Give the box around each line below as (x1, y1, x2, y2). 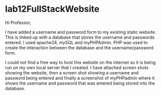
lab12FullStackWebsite (5, 3, 99, 15)
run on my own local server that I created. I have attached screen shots (5, 65, 149, 71)
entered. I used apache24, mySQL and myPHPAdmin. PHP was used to (5, 39, 148, 45)
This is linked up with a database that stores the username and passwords (5, 34, 155, 40)
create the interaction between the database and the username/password (5, 45, 154, 50)
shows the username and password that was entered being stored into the (5, 80, 155, 86)
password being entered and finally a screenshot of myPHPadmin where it (5, 75, 155, 81)
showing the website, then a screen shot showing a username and (5, 70, 139, 75)
